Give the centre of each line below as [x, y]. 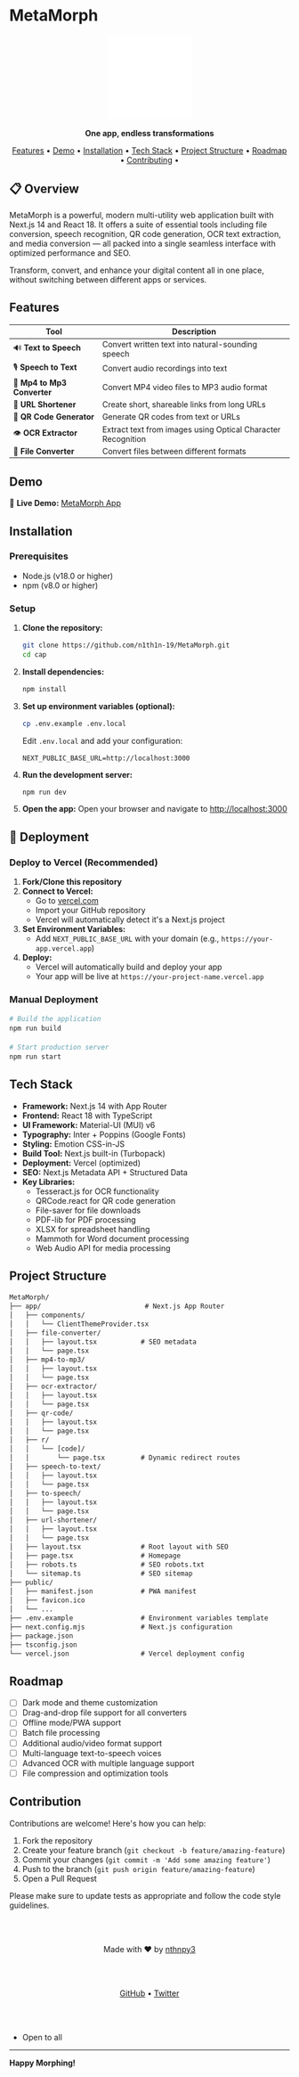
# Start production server [59, 1048]
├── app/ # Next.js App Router [117, 1306]
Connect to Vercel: [57, 891]
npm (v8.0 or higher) [60, 585]
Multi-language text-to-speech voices [92, 1753]
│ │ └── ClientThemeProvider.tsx [79, 1324]
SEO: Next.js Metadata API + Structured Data [105, 1172]
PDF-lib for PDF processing [85, 1219]
